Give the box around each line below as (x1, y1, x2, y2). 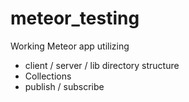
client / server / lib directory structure (24, 59, 180, 71)
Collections (24, 70, 72, 82)
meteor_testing (10, 7, 140, 30)
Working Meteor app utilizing (10, 40, 130, 52)
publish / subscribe (24, 80, 105, 92)
